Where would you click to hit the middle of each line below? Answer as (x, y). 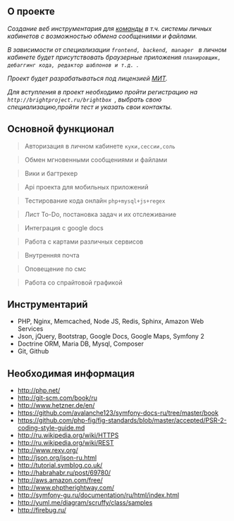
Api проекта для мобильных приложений (86, 187)
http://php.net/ (39, 391)
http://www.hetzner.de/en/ (56, 406)
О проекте (31, 12)
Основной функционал (61, 129)
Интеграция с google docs (64, 227)
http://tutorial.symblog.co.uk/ (60, 465)
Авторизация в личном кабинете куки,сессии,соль (100, 146)
